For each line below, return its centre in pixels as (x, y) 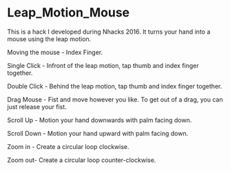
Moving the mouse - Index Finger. (55, 52)
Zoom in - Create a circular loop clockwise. (68, 146)
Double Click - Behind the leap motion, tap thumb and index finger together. (115, 86)
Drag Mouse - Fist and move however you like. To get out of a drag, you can (115, 99)
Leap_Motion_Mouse (68, 13)
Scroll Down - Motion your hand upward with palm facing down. (98, 133)
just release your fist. (37, 106)
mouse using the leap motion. (49, 38)
